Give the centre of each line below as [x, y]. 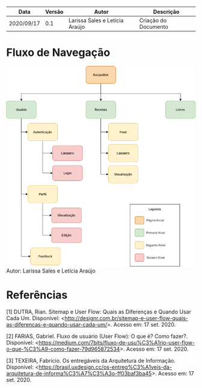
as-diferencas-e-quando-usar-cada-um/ [57, 325]
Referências [37, 295]
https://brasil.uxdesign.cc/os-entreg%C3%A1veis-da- [105, 367]
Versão [54, 11]
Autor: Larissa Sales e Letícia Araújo [51, 271]
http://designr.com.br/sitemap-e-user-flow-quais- [126, 318]
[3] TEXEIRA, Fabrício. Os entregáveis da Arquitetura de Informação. [91, 361]
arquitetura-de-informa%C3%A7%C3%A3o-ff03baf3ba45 [79, 374]
